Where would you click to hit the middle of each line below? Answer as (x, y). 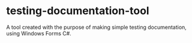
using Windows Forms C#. (39, 33)
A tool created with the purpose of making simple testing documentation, (97, 27)
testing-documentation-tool (78, 11)
